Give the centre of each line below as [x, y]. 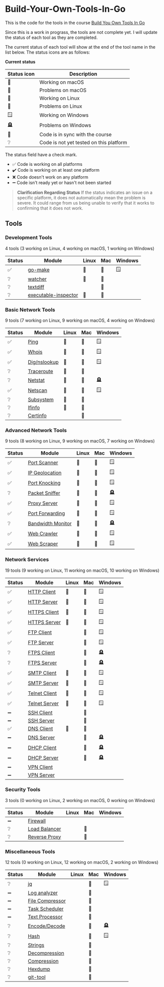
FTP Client [40, 632]
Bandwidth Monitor [50, 524]
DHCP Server [43, 758]
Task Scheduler [46, 909]
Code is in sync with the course [75, 134]
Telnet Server [43, 704]
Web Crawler [43, 533]
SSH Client [40, 712]
